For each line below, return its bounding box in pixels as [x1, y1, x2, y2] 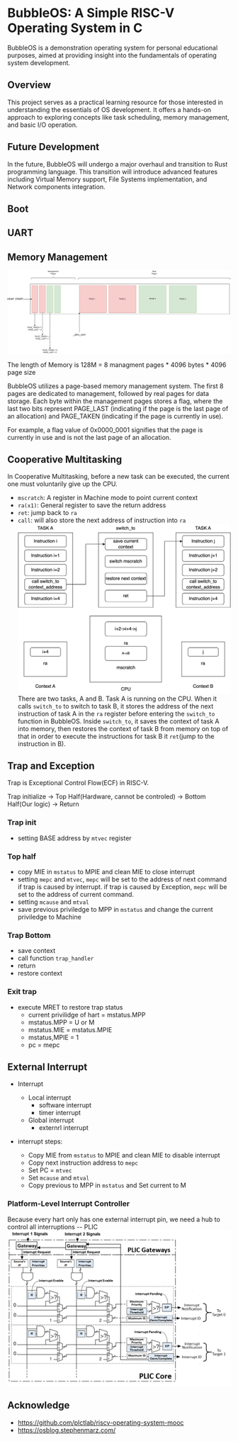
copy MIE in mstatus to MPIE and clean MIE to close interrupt [17, 868, 195, 876]
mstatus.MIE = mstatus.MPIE [28, 1025, 113, 1034]
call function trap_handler [17, 954, 94, 963]
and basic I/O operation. [7, 120, 78, 129]
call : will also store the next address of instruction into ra [17, 516, 186, 525]
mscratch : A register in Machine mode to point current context [17, 494, 198, 502]
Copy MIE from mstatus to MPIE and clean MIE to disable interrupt [28, 1151, 221, 1160]
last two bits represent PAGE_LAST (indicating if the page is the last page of [7, 404, 229, 412]
